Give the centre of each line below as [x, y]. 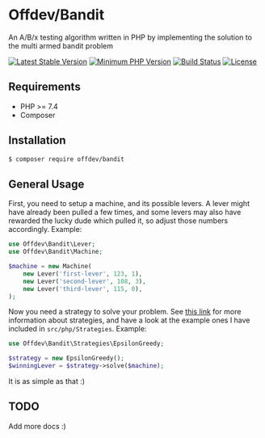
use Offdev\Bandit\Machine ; [56, 252]
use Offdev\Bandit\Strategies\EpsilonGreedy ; [86, 344]
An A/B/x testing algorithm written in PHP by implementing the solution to [130, 37]
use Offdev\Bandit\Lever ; [52, 244]
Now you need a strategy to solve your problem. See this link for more [125, 312]
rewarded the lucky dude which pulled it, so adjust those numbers [118, 221]
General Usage [46, 184]
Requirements [44, 87]
